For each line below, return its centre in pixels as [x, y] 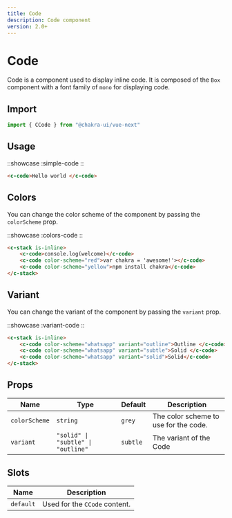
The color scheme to [186, 416]
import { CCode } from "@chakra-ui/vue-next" [74, 125]
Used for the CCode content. [87, 504]
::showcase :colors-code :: [45, 235]
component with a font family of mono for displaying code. [89, 87]
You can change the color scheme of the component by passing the [104, 214]
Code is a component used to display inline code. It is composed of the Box [114, 80]
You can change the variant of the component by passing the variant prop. [114, 312]
